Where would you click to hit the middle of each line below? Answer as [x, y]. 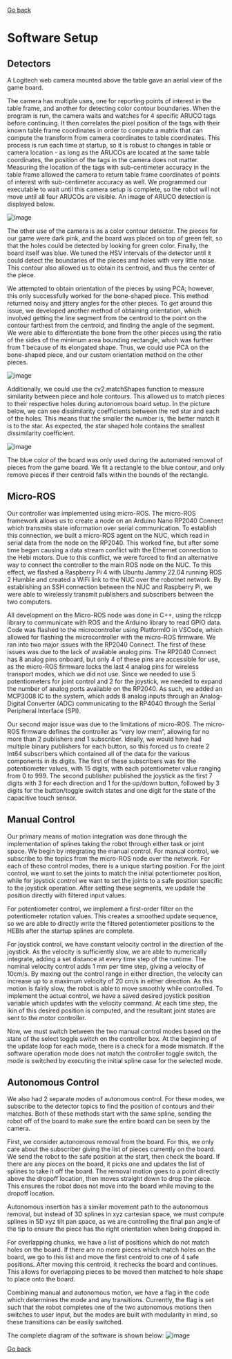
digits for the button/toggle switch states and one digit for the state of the [112, 790]
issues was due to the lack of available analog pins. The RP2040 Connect [112, 651]
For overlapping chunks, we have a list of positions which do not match [108, 1243]
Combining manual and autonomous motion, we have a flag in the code [108, 1292]
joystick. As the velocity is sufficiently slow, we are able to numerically [107, 952]
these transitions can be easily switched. [65, 1322]
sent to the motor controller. [47, 1017]
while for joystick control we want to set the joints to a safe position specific [115, 880]
